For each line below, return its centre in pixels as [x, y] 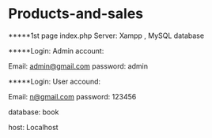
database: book [34, 112]
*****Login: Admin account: [56, 50]
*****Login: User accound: [55, 81]
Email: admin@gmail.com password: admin [78, 66]
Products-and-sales [76, 14]
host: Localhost [33, 127]
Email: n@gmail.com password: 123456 [72, 96]
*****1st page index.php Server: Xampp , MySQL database [106, 35]
